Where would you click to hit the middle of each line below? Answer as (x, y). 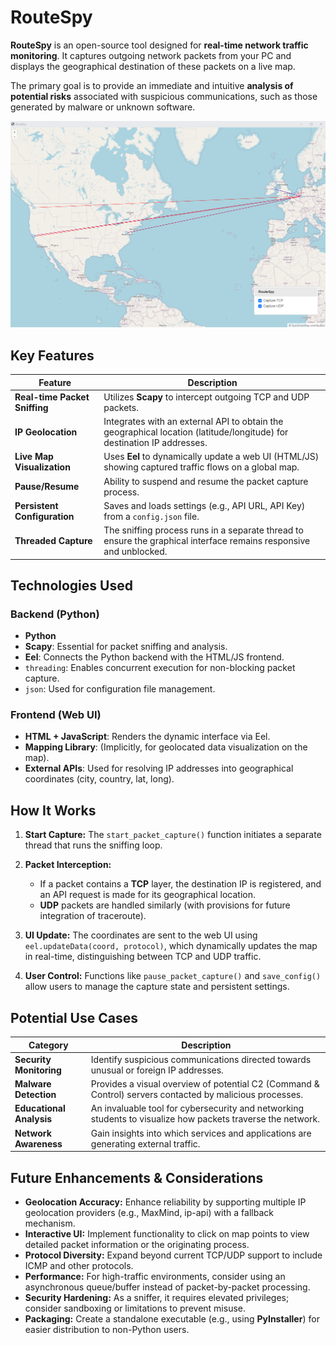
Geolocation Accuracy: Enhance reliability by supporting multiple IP (165, 1202)
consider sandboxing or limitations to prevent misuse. (135, 1308)
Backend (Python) (55, 614)
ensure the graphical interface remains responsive (207, 540)
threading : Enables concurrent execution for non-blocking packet (160, 668)
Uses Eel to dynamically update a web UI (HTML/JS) (211, 457)
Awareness (38, 1143)
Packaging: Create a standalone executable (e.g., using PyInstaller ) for (172, 1318)
